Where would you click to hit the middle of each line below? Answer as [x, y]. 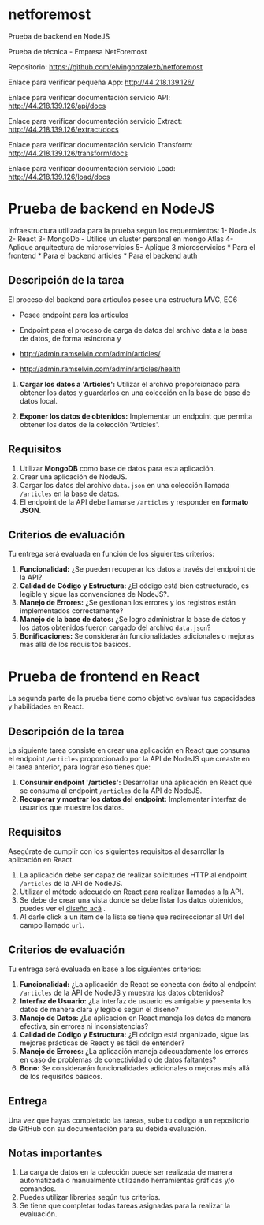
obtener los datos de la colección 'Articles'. [89, 424]
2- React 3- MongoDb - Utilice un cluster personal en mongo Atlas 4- [121, 239]
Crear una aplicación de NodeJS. [73, 477]
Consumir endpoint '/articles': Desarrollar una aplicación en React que [136, 783]
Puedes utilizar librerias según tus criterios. [90, 1197]
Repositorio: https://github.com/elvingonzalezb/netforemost [106, 67]
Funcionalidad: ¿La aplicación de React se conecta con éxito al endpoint [138, 984]
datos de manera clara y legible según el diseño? [99, 1009]
